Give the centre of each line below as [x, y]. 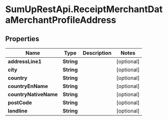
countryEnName [28, 86]
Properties [22, 39]
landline [18, 111]
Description [97, 53]
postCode [20, 103]
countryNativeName [33, 94]
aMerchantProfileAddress [61, 20]
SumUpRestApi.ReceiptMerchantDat [84, 9]
